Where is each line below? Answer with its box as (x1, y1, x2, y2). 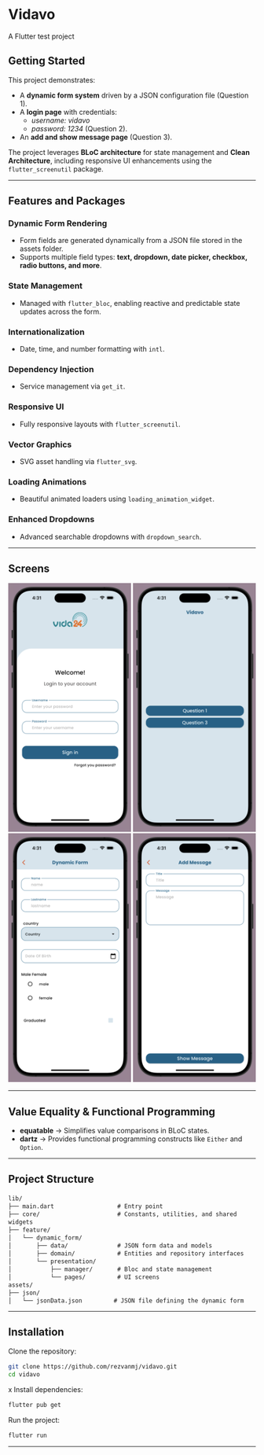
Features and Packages (8, 194, 126, 208)
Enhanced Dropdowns (8, 514, 95, 525)
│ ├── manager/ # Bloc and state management (8, 1265, 213, 1273)
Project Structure (8, 1173, 94, 1186)
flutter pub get (8, 1402, 61, 1409)
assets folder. (19, 244, 64, 253)
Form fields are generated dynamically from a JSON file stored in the (19, 236, 243, 245)
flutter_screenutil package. (8, 164, 104, 174)
